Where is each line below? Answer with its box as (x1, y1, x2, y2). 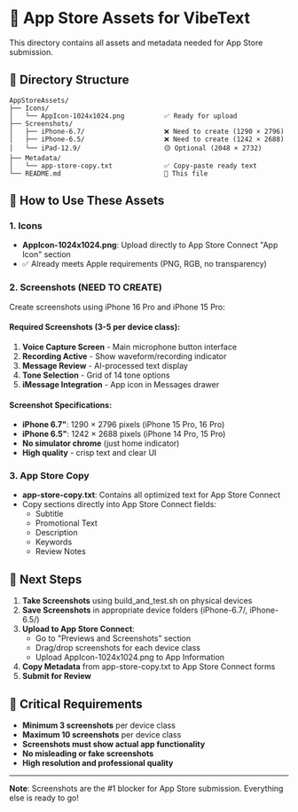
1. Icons (9, 220, 43, 232)
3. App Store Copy (9, 470, 90, 482)
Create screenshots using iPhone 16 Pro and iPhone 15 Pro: (9, 301, 226, 312)
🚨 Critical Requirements (9, 696, 144, 712)
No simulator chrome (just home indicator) (21, 438, 180, 449)
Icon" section (21, 249, 71, 260)
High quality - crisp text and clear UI (21, 448, 157, 458)
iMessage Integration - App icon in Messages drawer (21, 379, 220, 389)
